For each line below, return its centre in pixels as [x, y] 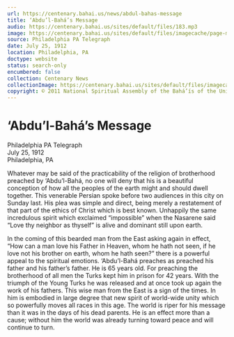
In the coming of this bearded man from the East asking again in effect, [109, 239]
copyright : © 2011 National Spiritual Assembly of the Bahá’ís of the [112, 91]
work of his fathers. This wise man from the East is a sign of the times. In [111, 290]
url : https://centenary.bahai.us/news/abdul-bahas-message [95, 14]
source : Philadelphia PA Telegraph [59, 40]
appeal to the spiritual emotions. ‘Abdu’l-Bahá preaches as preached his [110, 261]
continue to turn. [31, 327]
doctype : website [32, 59]
